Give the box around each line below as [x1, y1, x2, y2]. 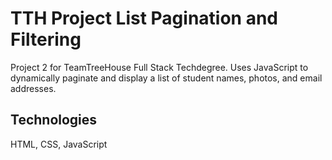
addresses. [10, 82, 57, 94]
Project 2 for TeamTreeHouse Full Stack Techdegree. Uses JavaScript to [10, 61, 309, 73]
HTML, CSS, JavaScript [10, 138, 108, 150]
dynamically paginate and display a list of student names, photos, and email [10, 72, 323, 84]
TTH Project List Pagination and [10, 7, 278, 30]
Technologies [10, 112, 98, 129]
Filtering [10, 28, 82, 51]
